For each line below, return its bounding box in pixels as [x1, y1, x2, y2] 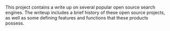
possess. [5, 20, 25, 26]
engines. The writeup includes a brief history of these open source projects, [5, 9, 165, 15]
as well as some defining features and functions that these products [5, 15, 149, 20]
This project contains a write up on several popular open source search [5, 4, 156, 10]
